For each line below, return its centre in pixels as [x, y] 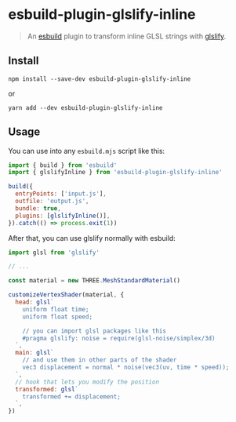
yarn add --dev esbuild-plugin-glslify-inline [85, 107]
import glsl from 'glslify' [54, 253]
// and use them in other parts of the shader [100, 360]
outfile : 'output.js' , [52, 202]
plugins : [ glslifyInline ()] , [63, 216]
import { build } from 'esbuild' [63, 165]
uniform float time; [56, 309]
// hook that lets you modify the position [87, 382]
